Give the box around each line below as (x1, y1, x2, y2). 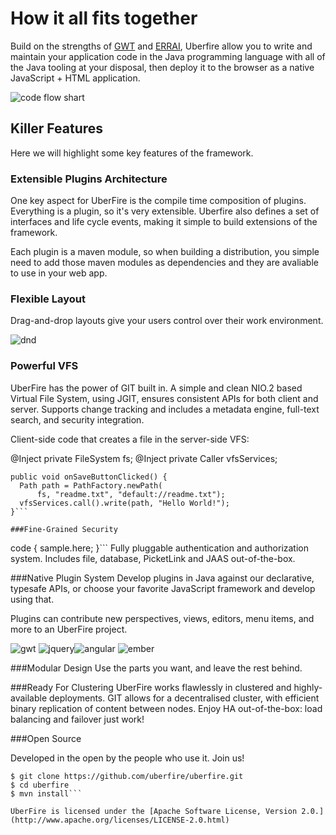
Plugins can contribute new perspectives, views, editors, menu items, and (10, 612, 315, 624)
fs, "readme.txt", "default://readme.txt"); (36, 489, 226, 499)
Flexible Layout (10, 292, 86, 306)
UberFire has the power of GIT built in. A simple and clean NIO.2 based (10, 382, 303, 394)
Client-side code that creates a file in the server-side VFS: (10, 433, 250, 445)
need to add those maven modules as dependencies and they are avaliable (10, 257, 319, 269)
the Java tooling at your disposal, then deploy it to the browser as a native (10, 61, 315, 73)
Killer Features (10, 120, 104, 137)
